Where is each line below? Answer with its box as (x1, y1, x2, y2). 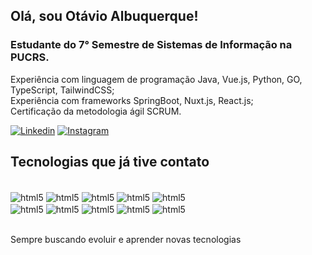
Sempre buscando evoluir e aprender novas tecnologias (10, 233, 242, 245)
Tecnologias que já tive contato (10, 154, 210, 171)
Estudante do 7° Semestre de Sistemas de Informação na (10, 38, 293, 52)
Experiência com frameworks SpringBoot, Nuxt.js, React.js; (10, 94, 254, 106)
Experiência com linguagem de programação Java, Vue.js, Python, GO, (10, 73, 303, 85)
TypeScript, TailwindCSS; (10, 84, 115, 96)
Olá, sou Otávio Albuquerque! (10, 8, 199, 25)
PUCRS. (10, 50, 50, 64)
